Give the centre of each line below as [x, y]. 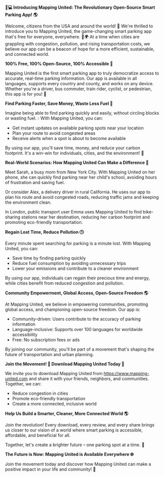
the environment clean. [28, 202]
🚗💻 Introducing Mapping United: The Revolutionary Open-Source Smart [80, 7]
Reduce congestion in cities [40, 393]
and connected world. [27, 54]
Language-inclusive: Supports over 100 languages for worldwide [77, 329]
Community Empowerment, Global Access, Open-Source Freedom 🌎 [77, 293]
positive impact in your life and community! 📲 [51, 469]
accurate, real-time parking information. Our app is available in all [71, 78]
